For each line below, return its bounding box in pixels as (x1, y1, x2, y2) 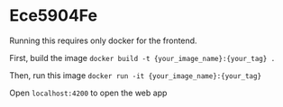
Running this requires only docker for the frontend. (9, 35, 197, 46)
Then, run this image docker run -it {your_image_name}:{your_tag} (9, 69, 262, 81)
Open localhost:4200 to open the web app (9, 87, 168, 98)
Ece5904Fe (9, 5, 97, 26)
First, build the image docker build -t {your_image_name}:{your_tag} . (9, 52, 276, 63)
